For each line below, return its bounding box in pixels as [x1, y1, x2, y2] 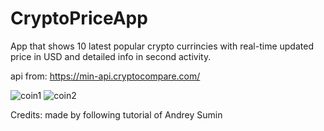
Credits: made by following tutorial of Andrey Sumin [10, 108, 223, 121]
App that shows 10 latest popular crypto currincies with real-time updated [10, 40, 314, 52]
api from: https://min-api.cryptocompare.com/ [10, 70, 201, 82]
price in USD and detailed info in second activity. [10, 50, 212, 62]
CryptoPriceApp [10, 7, 148, 30]
